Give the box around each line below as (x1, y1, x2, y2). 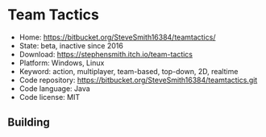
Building (7, 115, 50, 130)
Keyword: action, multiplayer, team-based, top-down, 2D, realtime (19, 66, 239, 76)
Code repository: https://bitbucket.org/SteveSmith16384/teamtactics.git (19, 75, 258, 85)
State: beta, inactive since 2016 (19, 40, 124, 50)
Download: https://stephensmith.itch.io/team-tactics (19, 49, 193, 59)
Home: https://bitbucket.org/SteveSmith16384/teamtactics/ (19, 32, 216, 42)
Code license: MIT (19, 92, 81, 102)
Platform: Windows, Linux (19, 58, 105, 68)
